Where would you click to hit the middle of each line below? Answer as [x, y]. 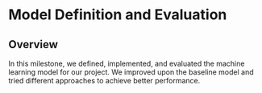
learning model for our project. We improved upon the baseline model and [131, 72]
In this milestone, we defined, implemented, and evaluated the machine [127, 63]
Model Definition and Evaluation [118, 15]
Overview [33, 44]
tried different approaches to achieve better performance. [104, 81]
